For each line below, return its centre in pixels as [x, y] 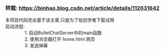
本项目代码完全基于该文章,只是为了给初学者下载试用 [60, 20]
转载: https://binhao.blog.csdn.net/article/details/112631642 [82, 8]
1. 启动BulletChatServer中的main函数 [63, 33]
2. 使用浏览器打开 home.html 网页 [60, 39]
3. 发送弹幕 [36, 46]
